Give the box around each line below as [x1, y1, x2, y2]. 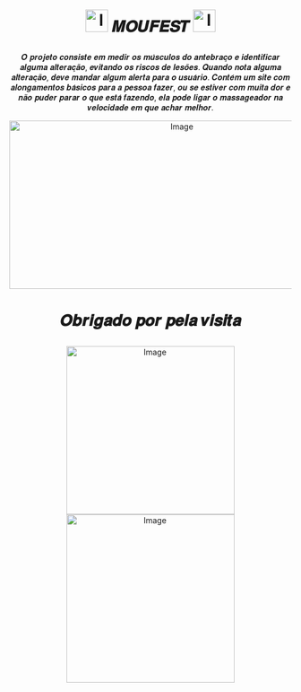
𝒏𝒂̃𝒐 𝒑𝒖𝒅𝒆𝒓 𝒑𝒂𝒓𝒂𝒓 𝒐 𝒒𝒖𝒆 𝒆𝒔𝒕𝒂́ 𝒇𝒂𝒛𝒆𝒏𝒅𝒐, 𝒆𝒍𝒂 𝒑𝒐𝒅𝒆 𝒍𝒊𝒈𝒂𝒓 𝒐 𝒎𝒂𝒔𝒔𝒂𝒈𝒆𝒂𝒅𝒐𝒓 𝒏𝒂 [17, 92, 284, 103]
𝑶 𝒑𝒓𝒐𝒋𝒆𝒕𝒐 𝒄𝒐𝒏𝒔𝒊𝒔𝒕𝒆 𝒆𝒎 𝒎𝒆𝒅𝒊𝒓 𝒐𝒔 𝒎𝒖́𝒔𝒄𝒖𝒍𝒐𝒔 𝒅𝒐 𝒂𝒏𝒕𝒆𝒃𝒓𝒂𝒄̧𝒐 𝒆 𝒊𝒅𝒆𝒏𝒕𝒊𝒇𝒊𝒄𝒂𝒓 [21, 52, 280, 63]
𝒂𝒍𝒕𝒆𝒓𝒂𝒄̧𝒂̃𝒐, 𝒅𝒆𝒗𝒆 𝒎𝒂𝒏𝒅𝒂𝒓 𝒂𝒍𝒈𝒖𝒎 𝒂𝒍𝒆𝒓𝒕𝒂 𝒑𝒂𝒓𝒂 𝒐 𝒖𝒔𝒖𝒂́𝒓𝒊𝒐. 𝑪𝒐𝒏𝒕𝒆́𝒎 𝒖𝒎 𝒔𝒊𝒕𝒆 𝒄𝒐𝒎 [11, 72, 290, 83]
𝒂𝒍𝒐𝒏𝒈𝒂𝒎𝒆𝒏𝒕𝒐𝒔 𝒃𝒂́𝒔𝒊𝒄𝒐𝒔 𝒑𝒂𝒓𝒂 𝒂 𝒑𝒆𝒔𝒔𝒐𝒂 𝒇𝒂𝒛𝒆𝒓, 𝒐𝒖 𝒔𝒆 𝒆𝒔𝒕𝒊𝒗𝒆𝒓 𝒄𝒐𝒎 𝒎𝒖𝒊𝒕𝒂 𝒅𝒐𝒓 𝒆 [10, 82, 291, 93]
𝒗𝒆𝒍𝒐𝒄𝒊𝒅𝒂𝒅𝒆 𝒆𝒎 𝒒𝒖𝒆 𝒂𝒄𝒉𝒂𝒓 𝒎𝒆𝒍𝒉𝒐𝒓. [87, 102, 214, 113]
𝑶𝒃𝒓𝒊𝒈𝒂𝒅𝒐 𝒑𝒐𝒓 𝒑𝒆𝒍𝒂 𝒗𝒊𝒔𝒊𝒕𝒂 [59, 311, 242, 331]
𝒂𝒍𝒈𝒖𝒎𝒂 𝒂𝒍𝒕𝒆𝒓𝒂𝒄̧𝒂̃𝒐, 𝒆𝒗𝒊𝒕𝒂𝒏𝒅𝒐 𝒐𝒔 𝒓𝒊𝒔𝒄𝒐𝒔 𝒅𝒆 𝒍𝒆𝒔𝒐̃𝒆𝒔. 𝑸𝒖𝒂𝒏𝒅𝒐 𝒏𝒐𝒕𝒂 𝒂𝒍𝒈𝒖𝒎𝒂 [19, 62, 282, 73]
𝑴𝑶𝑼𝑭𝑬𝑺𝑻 [111, 16, 190, 37]
